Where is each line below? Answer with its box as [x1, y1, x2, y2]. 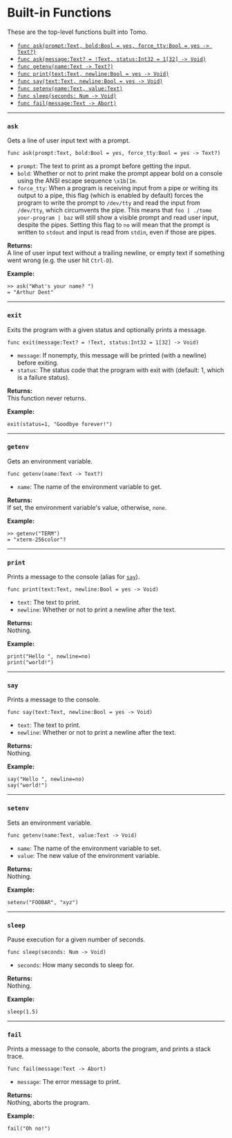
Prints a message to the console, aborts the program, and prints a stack [7, 1045, 211, 1053]
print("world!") [7, 659, 54, 666]
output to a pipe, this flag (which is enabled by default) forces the [17, 192, 204, 200]
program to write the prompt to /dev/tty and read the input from [17, 199, 200, 207]
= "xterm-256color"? [7, 536, 67, 543]
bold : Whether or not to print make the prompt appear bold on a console [17, 169, 223, 178]
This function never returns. [7, 394, 86, 402]
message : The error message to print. [17, 1078, 121, 1086]
